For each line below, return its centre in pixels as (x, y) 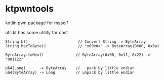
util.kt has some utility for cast (37, 32)
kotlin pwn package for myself (37, 23)
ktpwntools (30, 9)
